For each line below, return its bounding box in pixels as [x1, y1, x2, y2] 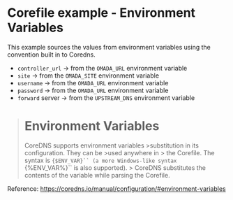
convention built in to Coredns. [7, 50, 96, 59]
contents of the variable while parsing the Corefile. [24, 171, 170, 179]
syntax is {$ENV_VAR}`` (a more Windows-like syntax [24, 156, 177, 164]
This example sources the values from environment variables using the [7, 43, 211, 51]
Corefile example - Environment [7, 5, 196, 21]
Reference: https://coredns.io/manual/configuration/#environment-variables [7, 184, 226, 193]
